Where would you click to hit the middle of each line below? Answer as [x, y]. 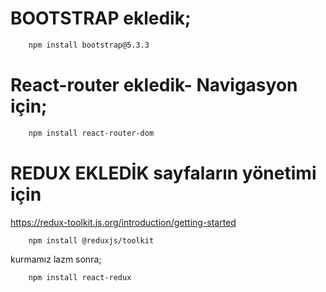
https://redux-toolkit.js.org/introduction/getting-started [123, 222]
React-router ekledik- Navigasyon [154, 85]
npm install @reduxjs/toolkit [91, 240]
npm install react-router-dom [91, 133]
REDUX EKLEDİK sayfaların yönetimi [163, 173]
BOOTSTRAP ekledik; [101, 18]
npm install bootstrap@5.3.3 [89, 45]
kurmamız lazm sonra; [56, 259]
